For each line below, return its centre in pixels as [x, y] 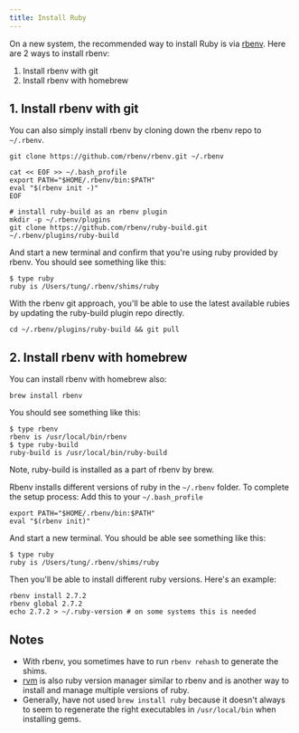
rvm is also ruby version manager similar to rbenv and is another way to [155, 681]
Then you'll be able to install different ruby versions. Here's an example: [143, 579]
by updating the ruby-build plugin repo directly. [97, 313]
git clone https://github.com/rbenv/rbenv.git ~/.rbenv [117, 157]
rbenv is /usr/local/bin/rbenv [68, 437]
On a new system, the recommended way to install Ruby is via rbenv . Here [148, 43]
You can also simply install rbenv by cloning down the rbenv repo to [135, 130]
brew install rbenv [46, 396]
